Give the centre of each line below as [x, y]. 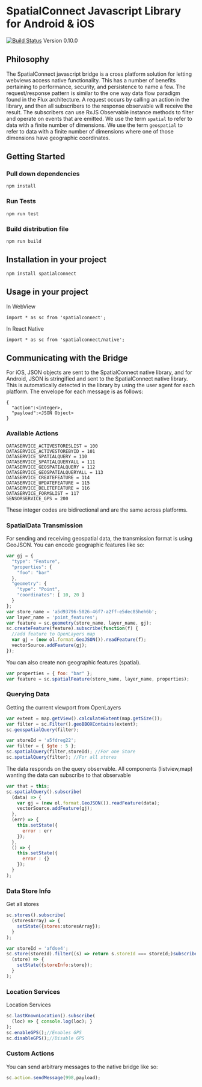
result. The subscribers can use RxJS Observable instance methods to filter [100, 112]
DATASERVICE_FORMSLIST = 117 [43, 493]
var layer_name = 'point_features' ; [52, 617]
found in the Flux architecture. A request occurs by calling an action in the [98, 99]
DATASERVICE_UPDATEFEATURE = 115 [48, 483]
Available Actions [32, 433]
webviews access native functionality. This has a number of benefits [91, 80]
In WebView [21, 306]
